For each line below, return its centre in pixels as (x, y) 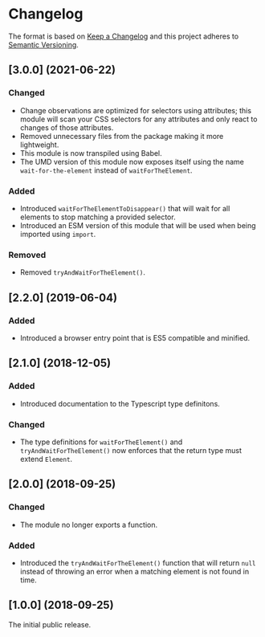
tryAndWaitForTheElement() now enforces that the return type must (131, 450)
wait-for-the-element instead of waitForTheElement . (106, 170)
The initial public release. (50, 624)
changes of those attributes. (67, 127)
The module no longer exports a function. (89, 525)
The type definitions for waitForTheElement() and (101, 442)
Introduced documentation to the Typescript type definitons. (120, 403)
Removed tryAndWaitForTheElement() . (83, 272)
